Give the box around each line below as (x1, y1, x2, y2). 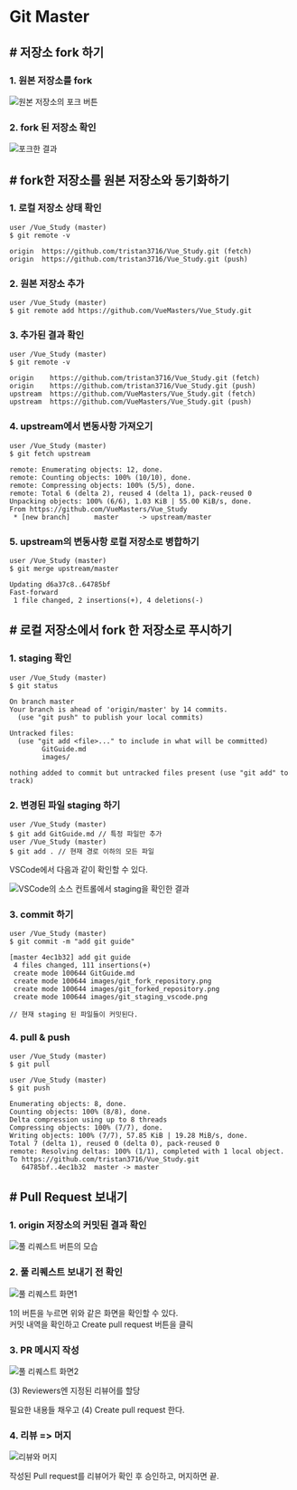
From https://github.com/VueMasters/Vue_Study (9, 504, 188, 513)
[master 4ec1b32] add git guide (9, 953, 131, 962)
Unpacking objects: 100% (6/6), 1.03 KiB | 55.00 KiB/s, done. (9, 496, 253, 506)
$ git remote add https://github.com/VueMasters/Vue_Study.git (9, 306, 253, 316)
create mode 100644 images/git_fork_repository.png (13, 977, 212, 986)
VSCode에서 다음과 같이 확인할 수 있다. (9, 864, 149, 875)
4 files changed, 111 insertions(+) (13, 961, 152, 970)
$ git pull (9, 1059, 51, 1069)
